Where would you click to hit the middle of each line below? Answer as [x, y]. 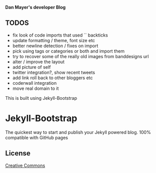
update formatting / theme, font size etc [54, 40]
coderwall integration [34, 83]
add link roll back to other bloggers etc [53, 78]
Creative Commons [25, 165]
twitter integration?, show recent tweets [54, 72]
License [18, 153]
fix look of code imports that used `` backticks [60, 35]
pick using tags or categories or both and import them [68, 51]
